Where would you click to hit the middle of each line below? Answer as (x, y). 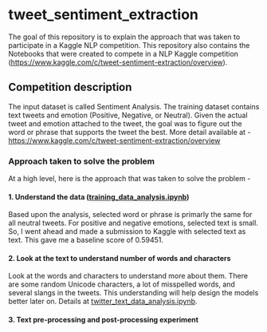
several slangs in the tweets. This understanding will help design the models (133, 293)
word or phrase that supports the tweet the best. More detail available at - (130, 132)
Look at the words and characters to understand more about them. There (128, 276)
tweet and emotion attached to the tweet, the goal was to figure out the (125, 123)
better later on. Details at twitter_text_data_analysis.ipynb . (103, 302)
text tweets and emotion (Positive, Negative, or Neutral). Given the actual (128, 115)
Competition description (70, 87)
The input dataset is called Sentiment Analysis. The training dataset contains (134, 106)
